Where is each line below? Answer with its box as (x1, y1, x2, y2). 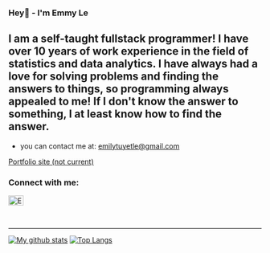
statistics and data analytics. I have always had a (8, 57, 259, 71)
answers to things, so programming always (8, 82, 229, 96)
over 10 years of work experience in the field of (8, 44, 249, 59)
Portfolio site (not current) (8, 157, 94, 166)
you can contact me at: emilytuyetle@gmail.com (19, 141, 180, 151)
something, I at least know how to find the (8, 108, 223, 121)
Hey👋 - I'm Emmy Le (8, 7, 88, 18)
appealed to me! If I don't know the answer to (8, 95, 239, 108)
